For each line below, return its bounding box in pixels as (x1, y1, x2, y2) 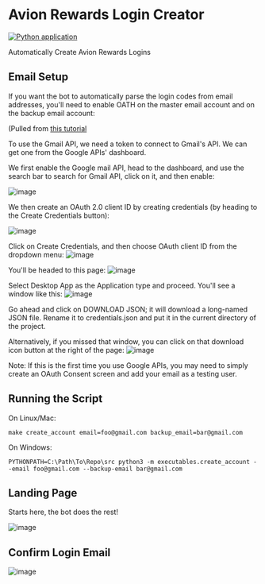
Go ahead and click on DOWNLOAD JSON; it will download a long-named (8, 304, 248, 314)
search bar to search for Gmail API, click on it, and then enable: (8, 171, 215, 180)
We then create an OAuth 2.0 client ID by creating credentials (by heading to (8, 202, 258, 211)
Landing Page (8, 486, 78, 500)
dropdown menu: (8, 249, 64, 259)
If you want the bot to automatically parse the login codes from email (8, 91, 233, 101)
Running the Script (8, 392, 103, 406)
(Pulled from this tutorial (8, 123, 87, 133)
